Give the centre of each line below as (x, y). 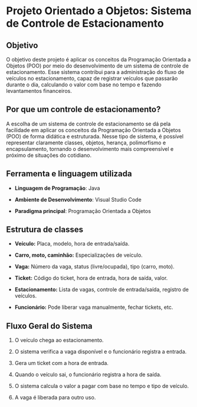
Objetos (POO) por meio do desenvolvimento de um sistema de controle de (97, 66)
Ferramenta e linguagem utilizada (69, 174)
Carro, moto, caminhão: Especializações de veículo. (78, 255)
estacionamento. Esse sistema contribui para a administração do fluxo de (95, 72)
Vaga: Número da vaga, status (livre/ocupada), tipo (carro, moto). (95, 267)
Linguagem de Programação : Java (57, 188)
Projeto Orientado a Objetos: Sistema (99, 11)
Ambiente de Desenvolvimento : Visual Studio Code (78, 199)
